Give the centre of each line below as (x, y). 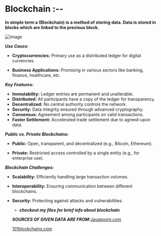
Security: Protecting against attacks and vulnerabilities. (67, 200)
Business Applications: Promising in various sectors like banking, (78, 70)
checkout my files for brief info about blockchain (69, 210)
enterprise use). (28, 158)
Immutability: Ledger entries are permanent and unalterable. (73, 94)
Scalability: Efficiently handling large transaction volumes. (70, 177)
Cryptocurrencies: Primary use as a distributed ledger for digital (76, 55)
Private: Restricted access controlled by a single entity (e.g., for (76, 153)
